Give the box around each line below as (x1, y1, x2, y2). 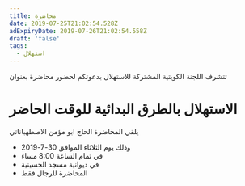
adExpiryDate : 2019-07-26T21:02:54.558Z (9, 27, 148, 35)
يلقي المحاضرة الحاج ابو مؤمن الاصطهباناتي (9, 126, 139, 136)
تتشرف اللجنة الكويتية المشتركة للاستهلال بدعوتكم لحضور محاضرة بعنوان (9, 72, 227, 81)
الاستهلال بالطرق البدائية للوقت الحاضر (9, 100, 238, 118)
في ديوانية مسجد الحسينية (20, 159, 99, 169)
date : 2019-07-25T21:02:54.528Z (9, 19, 118, 27)
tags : (9, 42, 27, 50)
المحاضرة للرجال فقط (20, 167, 88, 178)
